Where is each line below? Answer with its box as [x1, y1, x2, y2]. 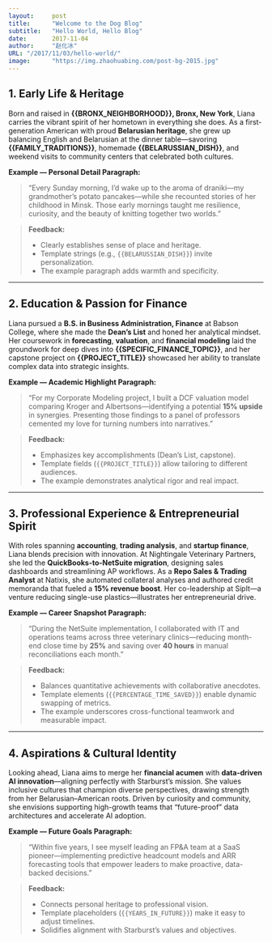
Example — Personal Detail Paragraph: [8, 167, 141, 176]
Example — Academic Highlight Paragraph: [8, 377, 156, 387]
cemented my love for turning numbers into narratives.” [28, 418, 213, 428]
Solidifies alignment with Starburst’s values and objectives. [40, 925, 237, 935]
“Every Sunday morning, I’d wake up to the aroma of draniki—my [28, 183, 244, 193]
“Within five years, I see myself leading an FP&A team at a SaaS [28, 843, 240, 852]
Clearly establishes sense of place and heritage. [40, 240, 202, 249]
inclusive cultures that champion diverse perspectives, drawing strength [8, 785, 249, 795]
